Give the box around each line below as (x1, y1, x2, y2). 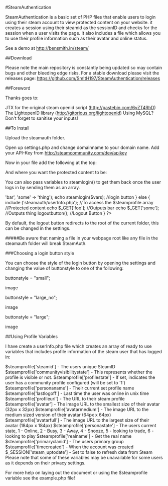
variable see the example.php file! (5, 475, 75, 481)
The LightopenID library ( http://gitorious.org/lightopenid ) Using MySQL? (5, 110, 154, 116)
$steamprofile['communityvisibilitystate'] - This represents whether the (5, 369, 153, 375)
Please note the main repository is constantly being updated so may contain (5, 65, 162, 70)
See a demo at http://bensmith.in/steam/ (5, 45, 89, 51)
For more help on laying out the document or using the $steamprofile (5, 470, 148, 475)
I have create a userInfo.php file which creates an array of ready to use (5, 343, 152, 349)
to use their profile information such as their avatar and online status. (5, 35, 148, 41)
